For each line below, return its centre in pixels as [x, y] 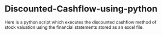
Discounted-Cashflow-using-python [81, 9]
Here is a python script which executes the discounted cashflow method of [81, 22]
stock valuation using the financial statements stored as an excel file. [74, 27]
